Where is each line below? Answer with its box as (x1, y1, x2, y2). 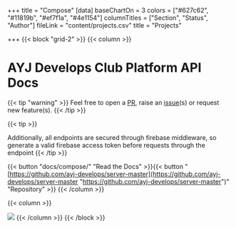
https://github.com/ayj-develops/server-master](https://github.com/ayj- (9, 170, 221, 178)
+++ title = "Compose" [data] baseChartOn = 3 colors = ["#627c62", (7, 6, 209, 14)
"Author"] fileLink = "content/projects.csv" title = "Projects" (7, 21, 182, 29)
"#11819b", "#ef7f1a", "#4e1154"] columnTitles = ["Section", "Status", (7, 13, 208, 22)
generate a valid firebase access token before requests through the (7, 141, 205, 149)
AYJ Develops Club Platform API (7, 60, 202, 76)
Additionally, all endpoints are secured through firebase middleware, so (7, 133, 217, 141)
